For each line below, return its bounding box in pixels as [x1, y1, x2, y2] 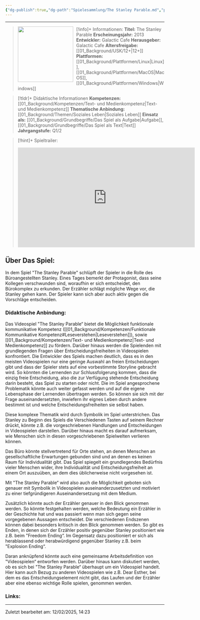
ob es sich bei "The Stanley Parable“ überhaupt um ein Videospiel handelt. [5, 564, 161, 570]
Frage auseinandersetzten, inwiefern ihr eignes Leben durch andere [5, 396, 147, 402]
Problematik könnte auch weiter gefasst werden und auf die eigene [5, 385, 145, 391]
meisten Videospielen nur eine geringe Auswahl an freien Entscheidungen [5, 358, 159, 364]
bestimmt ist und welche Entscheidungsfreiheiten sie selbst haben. [5, 402, 144, 408]
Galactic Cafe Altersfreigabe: [76, 42, 138, 48]
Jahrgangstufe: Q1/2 [17, 127, 62, 133]
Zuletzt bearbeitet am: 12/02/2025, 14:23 [5, 609, 90, 615]
